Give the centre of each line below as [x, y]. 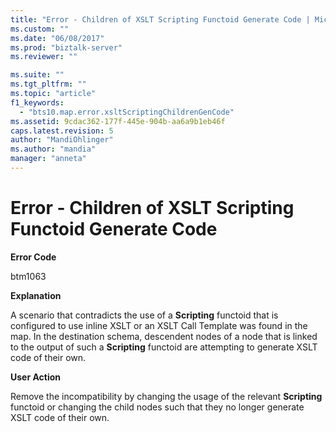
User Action [36, 377]
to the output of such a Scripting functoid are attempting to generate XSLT [164, 347]
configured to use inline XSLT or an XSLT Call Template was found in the [159, 325]
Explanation [36, 295]
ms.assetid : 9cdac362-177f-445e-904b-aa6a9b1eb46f [118, 121]
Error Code [33, 257]
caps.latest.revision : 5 [62, 131]
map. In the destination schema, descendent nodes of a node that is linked [164, 336]
